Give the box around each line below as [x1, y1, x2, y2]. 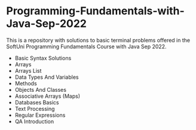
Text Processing [14, 105, 55, 112]
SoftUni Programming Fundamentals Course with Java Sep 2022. [6, 43, 167, 50]
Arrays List [14, 67, 42, 74]
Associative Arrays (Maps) [14, 92, 81, 100]
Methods [14, 79, 37, 87]
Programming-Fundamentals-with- [6, 4, 185, 18]
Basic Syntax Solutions [14, 54, 72, 61]
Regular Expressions [14, 112, 66, 119]
